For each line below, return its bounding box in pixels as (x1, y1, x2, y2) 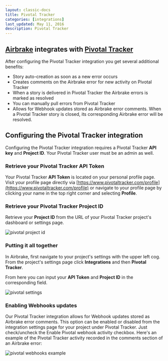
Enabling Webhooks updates (5, 302, 77, 309)
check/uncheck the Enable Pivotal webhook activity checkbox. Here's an (5, 329, 157, 335)
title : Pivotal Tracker (5, 12, 55, 17)
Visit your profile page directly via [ (5, 179, 78, 186)
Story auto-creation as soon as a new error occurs (12, 73, 118, 79)
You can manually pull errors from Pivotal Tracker (12, 100, 116, 106)
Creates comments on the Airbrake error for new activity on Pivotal (12, 79, 152, 85)
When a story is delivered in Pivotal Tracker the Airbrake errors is (12, 89, 148, 96)
